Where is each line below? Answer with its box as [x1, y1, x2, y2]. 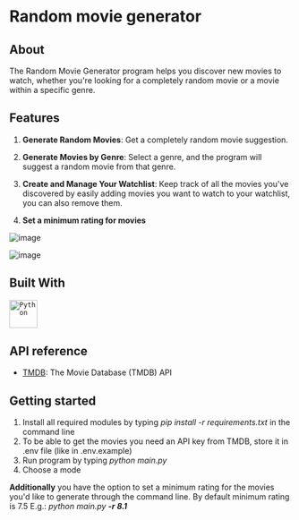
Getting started [9, 393, 97, 408]
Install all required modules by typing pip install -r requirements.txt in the [21, 417, 291, 428]
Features [9, 110, 60, 126]
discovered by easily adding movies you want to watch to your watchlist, [21, 188, 291, 199]
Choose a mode [21, 465, 81, 475]
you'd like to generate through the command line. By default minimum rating [9, 491, 290, 502]
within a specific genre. [9, 85, 96, 95]
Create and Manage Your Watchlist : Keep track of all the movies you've [21, 178, 289, 189]
